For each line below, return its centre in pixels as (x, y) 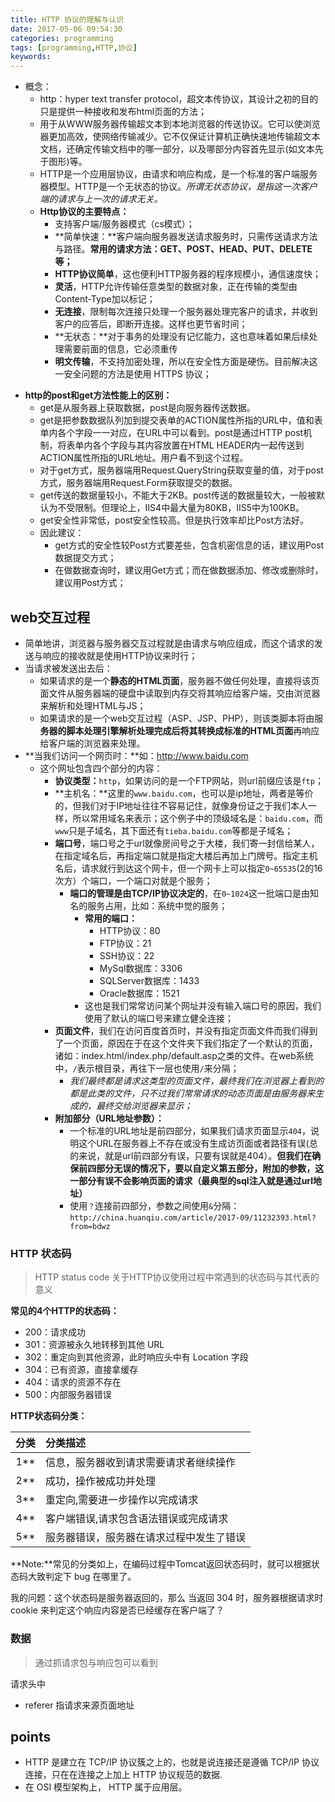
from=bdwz (90, 1226)
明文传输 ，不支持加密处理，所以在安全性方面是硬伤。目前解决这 (186, 362)
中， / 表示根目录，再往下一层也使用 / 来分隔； (147, 1068)
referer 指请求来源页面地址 (79, 1705)
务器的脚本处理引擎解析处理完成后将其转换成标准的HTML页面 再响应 (179, 730)
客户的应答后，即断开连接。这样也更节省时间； (151, 324)
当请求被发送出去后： (68, 668)
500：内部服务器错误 (68, 1395)
